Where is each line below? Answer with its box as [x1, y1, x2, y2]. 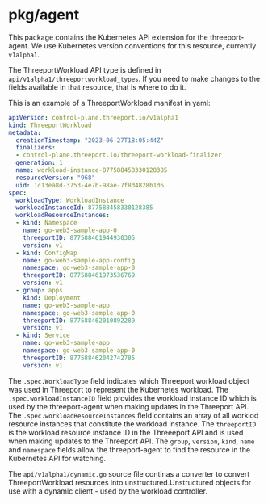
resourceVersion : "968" [15, 174, 95, 182]
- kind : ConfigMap [15, 249, 78, 257]
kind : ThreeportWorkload [8, 121, 92, 129]
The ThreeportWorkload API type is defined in [8, 65, 161, 74]
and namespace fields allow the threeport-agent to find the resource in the [8, 444, 251, 454]
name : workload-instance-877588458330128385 [15, 166, 168, 174]
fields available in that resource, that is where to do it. [8, 82, 186, 92]
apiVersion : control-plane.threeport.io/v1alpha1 [8, 113, 179, 122]
